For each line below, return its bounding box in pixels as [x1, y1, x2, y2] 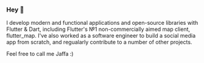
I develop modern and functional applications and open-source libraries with [6, 19, 199, 27]
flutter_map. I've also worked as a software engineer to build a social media [6, 32, 196, 39]
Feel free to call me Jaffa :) [6, 50, 74, 58]
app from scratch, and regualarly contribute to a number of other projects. [6, 39, 192, 46]
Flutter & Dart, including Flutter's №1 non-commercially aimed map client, [6, 25, 191, 33]
